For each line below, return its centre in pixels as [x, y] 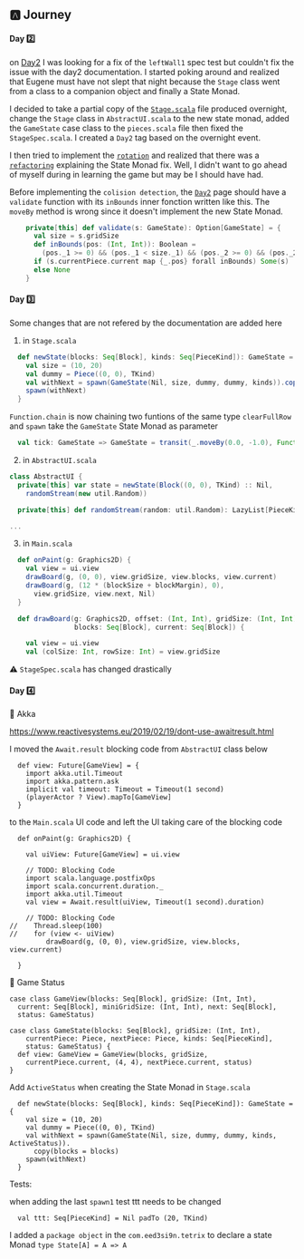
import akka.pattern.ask [72, 782]
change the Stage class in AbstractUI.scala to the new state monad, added [149, 118]
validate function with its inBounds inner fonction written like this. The [139, 201]
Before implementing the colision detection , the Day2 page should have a [148, 192]
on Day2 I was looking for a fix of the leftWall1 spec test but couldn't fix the [152, 62]
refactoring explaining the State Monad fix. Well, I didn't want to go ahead [148, 165]
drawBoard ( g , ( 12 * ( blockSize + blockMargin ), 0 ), [125, 586]
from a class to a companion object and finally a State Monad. [125, 91]
